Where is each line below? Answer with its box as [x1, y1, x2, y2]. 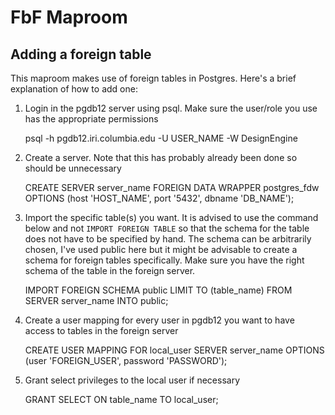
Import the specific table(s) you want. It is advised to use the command [24, 212, 319, 223]
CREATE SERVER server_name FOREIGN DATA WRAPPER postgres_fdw [24, 182, 320, 193]
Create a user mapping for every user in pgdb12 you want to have [24, 314, 295, 326]
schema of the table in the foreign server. [24, 265, 196, 276]
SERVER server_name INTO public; [24, 295, 169, 306]
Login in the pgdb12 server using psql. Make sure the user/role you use [24, 102, 318, 114]
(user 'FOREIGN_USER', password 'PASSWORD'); [24, 355, 228, 366]
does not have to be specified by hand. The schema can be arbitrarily [24, 233, 312, 245]
